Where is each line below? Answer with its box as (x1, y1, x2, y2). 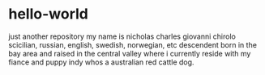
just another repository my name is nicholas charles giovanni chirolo (8, 31, 237, 41)
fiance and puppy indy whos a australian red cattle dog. (8, 57, 194, 67)
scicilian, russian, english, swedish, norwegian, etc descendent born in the (8, 40, 258, 49)
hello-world (8, 5, 89, 23)
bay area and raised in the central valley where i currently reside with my (8, 48, 251, 58)
